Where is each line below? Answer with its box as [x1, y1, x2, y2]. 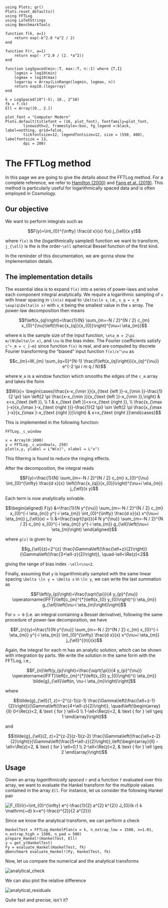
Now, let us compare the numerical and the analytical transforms [5, 858, 139, 864]
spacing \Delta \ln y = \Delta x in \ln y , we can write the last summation [5, 576, 161, 582]
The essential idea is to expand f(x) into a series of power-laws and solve [5, 286, 158, 292]
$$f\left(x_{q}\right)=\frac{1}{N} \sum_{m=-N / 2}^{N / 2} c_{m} [19, 317, 150, 323]
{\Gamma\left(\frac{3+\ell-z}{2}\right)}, [20, 551, 101, 557]
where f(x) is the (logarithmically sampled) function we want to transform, [5, 238, 159, 244]
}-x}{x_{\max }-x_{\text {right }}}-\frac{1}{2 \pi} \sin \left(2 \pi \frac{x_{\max [7, 404, 162, 410]
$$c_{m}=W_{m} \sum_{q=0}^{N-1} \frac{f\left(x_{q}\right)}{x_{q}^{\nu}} [9, 358, 159, 364]
